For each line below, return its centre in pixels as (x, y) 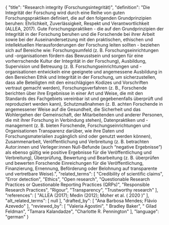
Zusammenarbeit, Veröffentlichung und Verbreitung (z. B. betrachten (77, 142)
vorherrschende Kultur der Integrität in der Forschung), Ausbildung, (76, 61)
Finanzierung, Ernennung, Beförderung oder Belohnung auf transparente (81, 168)
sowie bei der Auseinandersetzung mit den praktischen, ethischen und (79, 39)
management (19, 125)
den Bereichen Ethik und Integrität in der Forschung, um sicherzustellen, (81, 77)
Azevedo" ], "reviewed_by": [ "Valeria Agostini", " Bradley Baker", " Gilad (81, 206)
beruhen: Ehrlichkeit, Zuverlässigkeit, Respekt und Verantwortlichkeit (77, 23)
